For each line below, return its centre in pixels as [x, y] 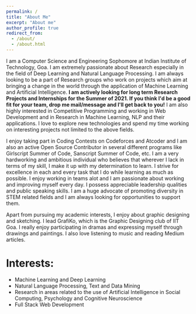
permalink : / [22, 11]
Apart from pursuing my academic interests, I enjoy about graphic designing [98, 214]
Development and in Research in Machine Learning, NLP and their [85, 117]
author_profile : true [32, 28]
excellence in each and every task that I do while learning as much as [90, 172]
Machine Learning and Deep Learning [60, 279]
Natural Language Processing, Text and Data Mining [77, 286]
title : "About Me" [28, 17]
